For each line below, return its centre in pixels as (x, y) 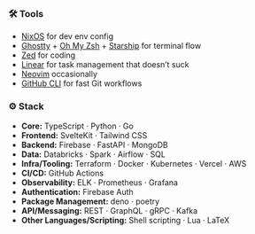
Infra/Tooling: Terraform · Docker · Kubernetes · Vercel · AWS (134, 163)
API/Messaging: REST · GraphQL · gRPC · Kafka (109, 210)
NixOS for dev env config (67, 36)
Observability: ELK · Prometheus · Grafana (100, 182)
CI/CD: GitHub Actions (62, 173)
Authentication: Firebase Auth (77, 191)
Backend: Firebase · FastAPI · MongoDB (95, 144)
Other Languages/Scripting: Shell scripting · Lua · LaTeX (125, 220)
